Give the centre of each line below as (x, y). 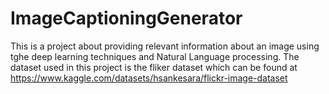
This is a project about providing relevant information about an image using (165, 46)
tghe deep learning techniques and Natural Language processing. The (155, 56)
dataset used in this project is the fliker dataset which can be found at (154, 67)
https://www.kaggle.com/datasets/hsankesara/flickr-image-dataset (149, 78)
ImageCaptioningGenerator (126, 18)
